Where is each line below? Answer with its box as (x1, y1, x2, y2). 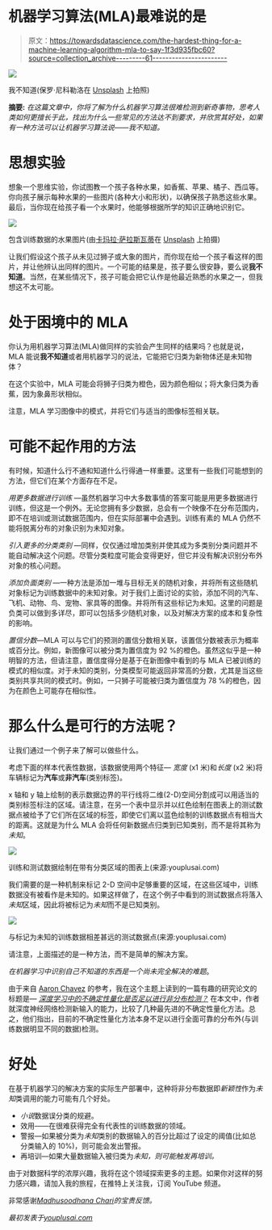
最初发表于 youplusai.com (8, 1212, 93, 1222)
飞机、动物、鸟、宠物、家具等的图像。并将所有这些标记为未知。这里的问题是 (8, 598, 263, 607)
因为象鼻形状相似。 (22, 388, 86, 398)
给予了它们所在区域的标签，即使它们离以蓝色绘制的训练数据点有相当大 (29, 809, 263, 820)
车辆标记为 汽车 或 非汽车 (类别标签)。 (8, 772, 128, 782)
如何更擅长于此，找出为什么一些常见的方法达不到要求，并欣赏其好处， (15, 112, 249, 122)
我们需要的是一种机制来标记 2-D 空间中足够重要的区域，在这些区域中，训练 (8, 879, 258, 889)
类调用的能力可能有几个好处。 (15, 1094, 115, 1103)
